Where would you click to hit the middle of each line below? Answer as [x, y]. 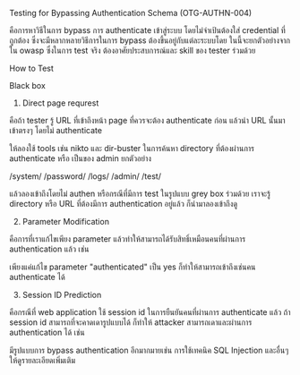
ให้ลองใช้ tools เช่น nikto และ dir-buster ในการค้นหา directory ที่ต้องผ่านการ [132, 148]
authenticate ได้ [37, 277]
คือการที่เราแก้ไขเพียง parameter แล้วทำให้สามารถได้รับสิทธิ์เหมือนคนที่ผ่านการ [128, 239]
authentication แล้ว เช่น [49, 249]
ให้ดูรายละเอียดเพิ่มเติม [43, 360]
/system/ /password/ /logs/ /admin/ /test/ [85, 176]
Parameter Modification [66, 222]
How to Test [31, 68]
